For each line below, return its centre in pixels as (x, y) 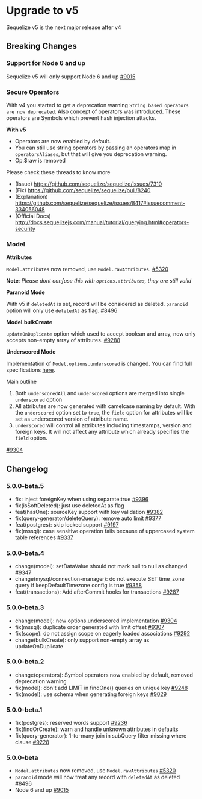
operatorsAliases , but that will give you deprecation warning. (91, 154)
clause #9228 (32, 742)
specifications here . (31, 370)
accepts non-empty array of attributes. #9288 (63, 340)
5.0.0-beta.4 (26, 553)
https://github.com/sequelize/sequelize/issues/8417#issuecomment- (100, 203)
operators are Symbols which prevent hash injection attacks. (81, 117)
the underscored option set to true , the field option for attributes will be (104, 413)
